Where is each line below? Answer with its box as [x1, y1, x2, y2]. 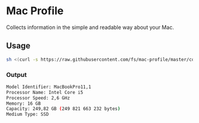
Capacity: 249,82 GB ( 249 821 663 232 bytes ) [6, 106, 120, 112]
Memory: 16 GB [6, 101, 41, 106]
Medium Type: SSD [6, 111, 49, 118]
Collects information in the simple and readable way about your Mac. [6, 24, 174, 31]
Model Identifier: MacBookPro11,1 [6, 84, 92, 90]
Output [6, 70, 27, 79]
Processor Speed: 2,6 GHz [6, 95, 70, 101]
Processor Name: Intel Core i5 [6, 89, 84, 95]
